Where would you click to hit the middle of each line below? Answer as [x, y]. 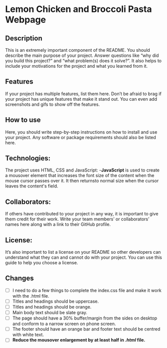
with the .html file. [31, 296]
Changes [19, 278]
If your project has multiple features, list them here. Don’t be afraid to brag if [83, 94]
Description [24, 38]
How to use [23, 120]
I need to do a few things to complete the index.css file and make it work [87, 290]
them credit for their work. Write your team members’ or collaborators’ [77, 219]
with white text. [28, 335]
